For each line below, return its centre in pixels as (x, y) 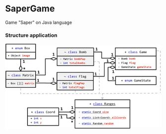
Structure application (31, 35)
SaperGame (30, 9)
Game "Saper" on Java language (39, 22)
